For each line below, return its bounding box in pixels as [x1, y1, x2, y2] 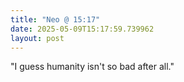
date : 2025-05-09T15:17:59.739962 [10, 24, 155, 34]
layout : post [10, 33, 65, 43]
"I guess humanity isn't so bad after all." [10, 61, 175, 73]
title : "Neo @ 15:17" [10, 14, 101, 25]
